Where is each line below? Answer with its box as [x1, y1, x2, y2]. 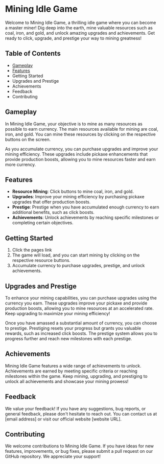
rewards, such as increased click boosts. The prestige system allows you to [5, 330, 158, 336]
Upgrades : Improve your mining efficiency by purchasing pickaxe [12, 194, 144, 200]
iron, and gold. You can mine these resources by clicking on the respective [5, 131, 156, 137]
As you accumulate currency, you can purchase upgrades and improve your [5, 146, 158, 152]
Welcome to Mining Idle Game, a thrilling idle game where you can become [5, 20, 156, 25]
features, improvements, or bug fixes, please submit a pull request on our [5, 448, 153, 454]
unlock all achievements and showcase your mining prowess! [5, 378, 129, 384]
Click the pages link [12, 247, 52, 253]
